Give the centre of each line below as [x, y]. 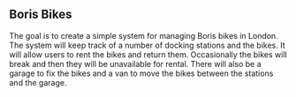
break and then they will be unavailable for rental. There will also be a [136, 63]
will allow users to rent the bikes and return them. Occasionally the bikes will [148, 54]
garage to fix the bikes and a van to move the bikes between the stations [141, 73]
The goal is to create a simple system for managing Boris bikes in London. [144, 35]
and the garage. [38, 82]
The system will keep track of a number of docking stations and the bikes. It [147, 45]
